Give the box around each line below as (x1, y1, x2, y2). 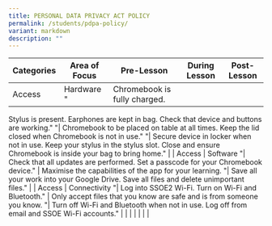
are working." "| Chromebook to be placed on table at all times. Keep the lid (8, 123, 260, 133)
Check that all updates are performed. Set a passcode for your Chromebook (8, 157, 263, 167)
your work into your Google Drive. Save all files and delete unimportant (8, 174, 244, 184)
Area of (70, 60, 100, 71)
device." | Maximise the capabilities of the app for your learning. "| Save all (8, 166, 257, 176)
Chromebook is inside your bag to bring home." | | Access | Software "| (8, 149, 245, 158)
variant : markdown (8, 27, 70, 35)
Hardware (63, 84, 102, 95)
